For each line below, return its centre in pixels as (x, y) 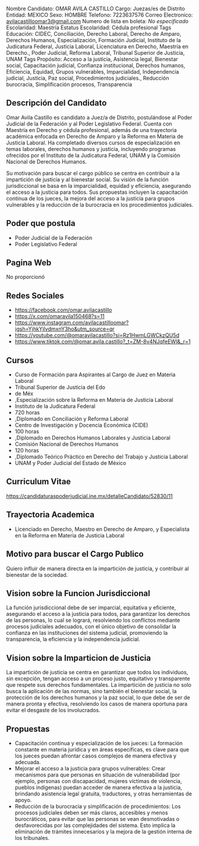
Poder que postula (41, 223)
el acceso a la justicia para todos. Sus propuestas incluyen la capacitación (97, 192)
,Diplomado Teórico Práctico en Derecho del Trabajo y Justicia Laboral (101, 457)
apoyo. (23, 800)
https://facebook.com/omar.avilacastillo (63, 310)
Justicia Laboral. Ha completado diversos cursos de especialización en (93, 143)
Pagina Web (29, 263)
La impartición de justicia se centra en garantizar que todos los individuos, (97, 672)
